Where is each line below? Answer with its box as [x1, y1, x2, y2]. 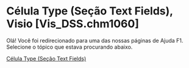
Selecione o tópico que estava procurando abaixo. [6, 43, 133, 51]
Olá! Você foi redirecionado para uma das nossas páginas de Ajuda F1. [6, 37, 184, 44]
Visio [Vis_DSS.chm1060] [6, 17, 139, 31]
